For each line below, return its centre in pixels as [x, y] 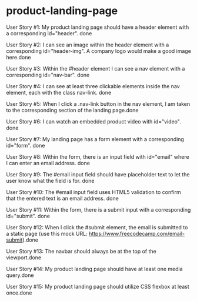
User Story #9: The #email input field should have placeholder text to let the [98, 174]
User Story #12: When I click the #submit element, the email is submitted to [97, 227]
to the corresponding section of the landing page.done [72, 110]
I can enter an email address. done [48, 163]
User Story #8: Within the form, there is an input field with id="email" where [98, 156]
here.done [19, 57]
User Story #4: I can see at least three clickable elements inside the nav [93, 86]
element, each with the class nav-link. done [59, 92]
